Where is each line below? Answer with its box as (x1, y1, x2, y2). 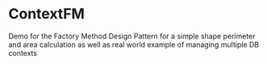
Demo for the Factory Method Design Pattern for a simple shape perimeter (8, 31, 256, 41)
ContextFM (8, 5, 85, 23)
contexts (8, 48, 38, 58)
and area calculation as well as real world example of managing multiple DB (8, 39, 260, 49)
